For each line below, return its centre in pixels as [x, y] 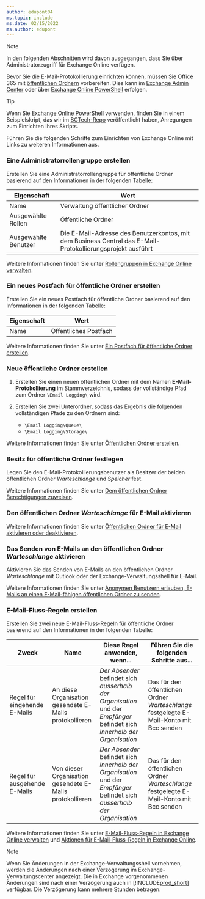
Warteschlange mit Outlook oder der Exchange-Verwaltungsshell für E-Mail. [102, 576]
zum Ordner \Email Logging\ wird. [58, 395]
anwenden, [121, 653]
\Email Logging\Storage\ [56, 432]
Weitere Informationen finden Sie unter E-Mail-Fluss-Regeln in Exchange [98, 833]
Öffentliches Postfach [82, 331]
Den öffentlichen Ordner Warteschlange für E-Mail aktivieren [99, 513]
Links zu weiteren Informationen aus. [53, 145]
